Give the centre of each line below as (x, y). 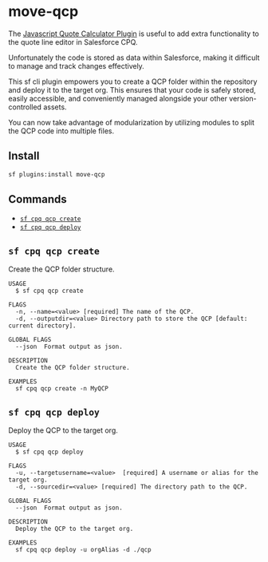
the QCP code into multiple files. (61, 131)
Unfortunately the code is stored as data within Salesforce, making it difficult (134, 57)
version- (242, 98)
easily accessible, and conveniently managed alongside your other (118, 98)
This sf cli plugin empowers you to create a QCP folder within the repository (133, 81)
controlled (25, 107)
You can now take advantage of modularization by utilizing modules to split (132, 122)
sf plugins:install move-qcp (57, 174)
